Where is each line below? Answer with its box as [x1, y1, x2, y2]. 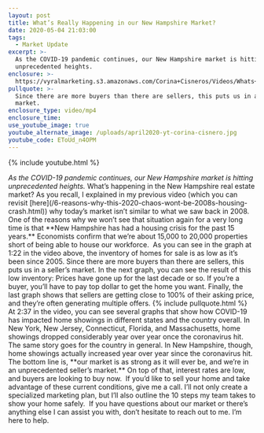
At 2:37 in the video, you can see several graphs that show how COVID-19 [8, 306, 247, 316]
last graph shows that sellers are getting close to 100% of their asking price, [8, 290, 255, 299]
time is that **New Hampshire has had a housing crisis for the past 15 [8, 223, 235, 232]
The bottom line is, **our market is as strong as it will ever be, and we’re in [8, 357, 249, 366]
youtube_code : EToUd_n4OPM [8, 135, 97, 144]
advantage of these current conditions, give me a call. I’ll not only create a [8, 382, 248, 391]
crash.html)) [8, 206, 48, 216]
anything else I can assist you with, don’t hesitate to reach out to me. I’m [8, 407, 242, 416]
